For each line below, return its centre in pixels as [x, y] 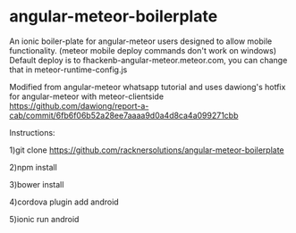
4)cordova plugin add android [64, 202]
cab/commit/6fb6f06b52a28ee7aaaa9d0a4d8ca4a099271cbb [124, 115]
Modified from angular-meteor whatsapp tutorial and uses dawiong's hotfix [148, 87]
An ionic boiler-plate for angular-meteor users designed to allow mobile [141, 41]
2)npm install [34, 167]
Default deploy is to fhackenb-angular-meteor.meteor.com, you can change [148, 60]
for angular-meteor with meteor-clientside [86, 96]
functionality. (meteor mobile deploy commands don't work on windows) [143, 50]
